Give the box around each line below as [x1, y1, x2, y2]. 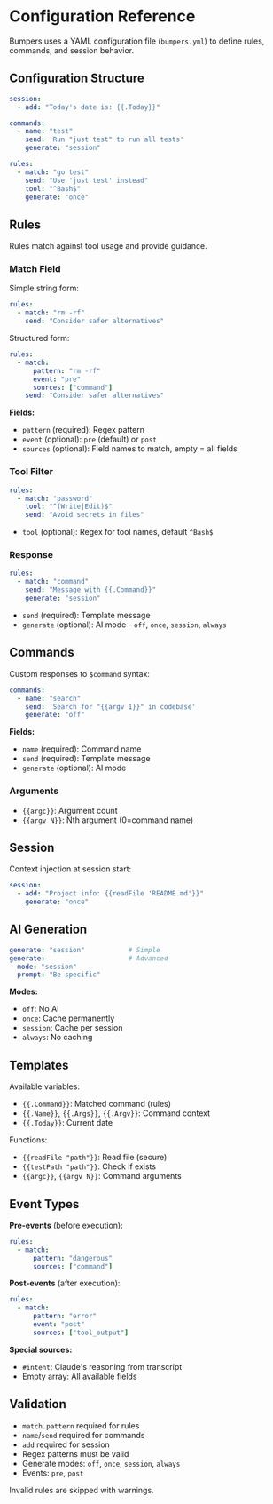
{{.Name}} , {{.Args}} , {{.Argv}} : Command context [21, 1108, 211, 1118]
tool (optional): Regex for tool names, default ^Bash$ [21, 527, 214, 537]
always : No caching [21, 1032, 93, 1043]
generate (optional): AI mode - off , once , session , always [21, 619, 228, 630]
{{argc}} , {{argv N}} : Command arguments [21, 1171, 182, 1182]
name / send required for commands [21, 1429, 145, 1440]
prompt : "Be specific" [17, 970, 101, 979]
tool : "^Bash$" [25, 184, 82, 193]
